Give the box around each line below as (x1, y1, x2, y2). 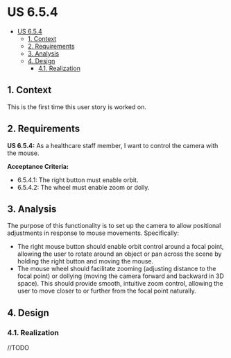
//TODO (7, 343, 30, 352)
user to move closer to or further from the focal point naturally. (17, 286, 196, 295)
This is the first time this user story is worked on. (7, 102, 147, 111)
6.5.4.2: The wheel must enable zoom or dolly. (17, 183, 150, 191)
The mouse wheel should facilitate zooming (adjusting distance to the (17, 265, 216, 273)
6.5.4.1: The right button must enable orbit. (17, 175, 139, 184)
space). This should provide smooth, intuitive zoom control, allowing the (17, 279, 223, 288)
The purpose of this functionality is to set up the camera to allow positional (7, 222, 221, 230)
